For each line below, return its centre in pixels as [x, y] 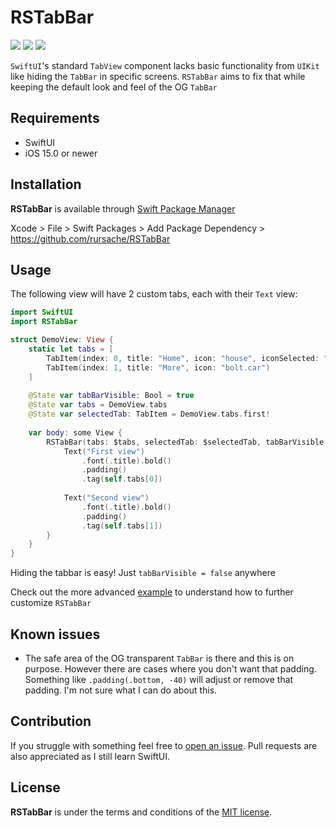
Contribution [51, 721]
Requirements [55, 118]
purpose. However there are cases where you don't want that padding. [170, 668]
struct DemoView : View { [62, 340]
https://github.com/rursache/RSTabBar [90, 238]
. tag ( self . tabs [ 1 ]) [122, 526]
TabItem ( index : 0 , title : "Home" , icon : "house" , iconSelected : [183, 358]
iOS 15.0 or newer [61, 153]
